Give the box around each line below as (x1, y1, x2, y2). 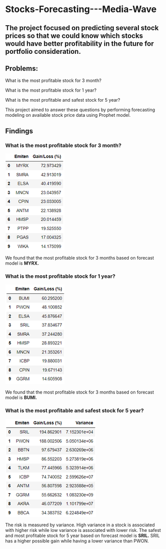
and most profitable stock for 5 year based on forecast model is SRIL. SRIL (5, 532, 160, 538)
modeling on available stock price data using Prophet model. (5, 112, 131, 118)
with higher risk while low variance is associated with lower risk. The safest (5, 527, 161, 533)
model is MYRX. (5, 260, 39, 266)
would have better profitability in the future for (5, 39, 154, 48)
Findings (5, 127, 34, 135)
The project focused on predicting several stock (5, 24, 159, 32)
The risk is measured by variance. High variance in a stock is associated (5, 522, 155, 528)
